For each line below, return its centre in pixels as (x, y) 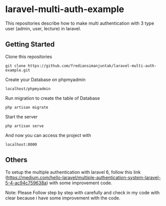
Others (16, 160)
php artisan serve (24, 126)
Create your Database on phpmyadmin (45, 80)
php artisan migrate (27, 107)
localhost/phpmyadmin (28, 89)
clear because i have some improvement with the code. (63, 198)
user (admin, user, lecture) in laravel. (43, 28)
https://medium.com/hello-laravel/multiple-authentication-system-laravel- (84, 177)
